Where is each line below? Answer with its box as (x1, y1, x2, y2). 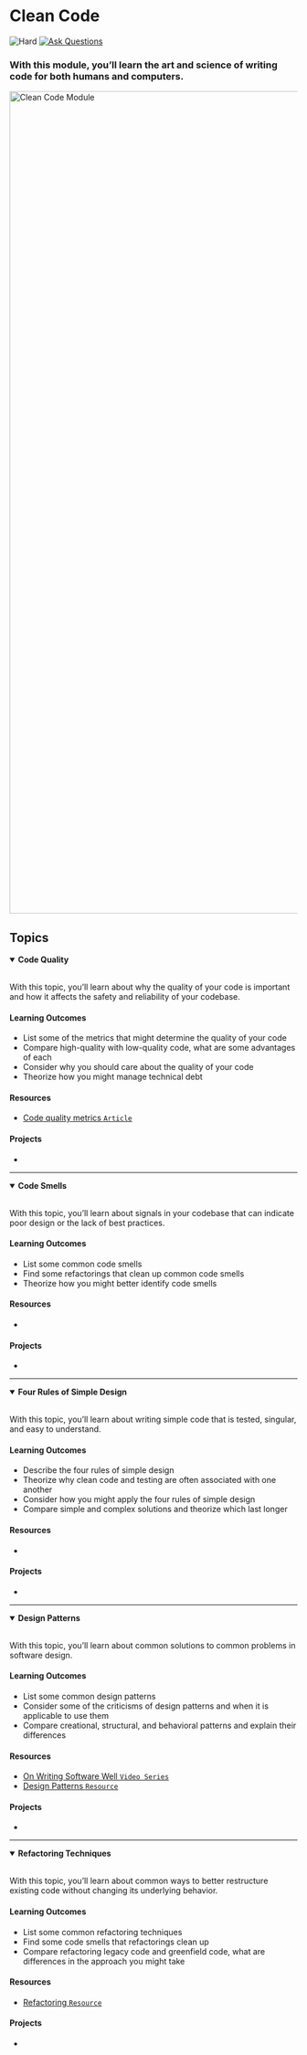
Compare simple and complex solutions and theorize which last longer (22, 1504, 288, 1515)
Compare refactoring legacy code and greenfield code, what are (22, 1945, 266, 1956)
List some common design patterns (22, 1691, 156, 1702)
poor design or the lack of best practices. (9, 1217, 165, 1228)
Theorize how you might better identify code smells (22, 1277, 217, 1288)
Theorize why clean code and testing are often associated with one (22, 1475, 277, 1486)
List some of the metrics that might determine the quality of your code (22, 1033, 288, 1043)
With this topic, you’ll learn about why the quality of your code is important (9, 981, 291, 992)
